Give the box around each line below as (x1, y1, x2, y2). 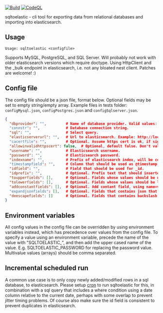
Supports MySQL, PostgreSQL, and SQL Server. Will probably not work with (5, 54, 156, 60)
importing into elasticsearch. (5, 19, 62, 25)
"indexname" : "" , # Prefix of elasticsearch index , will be (9, 157, 153, 162)
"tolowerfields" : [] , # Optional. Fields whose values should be (9, 180, 155, 184)
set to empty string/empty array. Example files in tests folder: (5, 102, 127, 108)
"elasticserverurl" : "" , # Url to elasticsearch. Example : (9, 135, 136, 140)
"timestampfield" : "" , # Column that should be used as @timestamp (9, 162, 158, 167)
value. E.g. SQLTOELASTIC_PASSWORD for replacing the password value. (5, 245, 153, 251)
